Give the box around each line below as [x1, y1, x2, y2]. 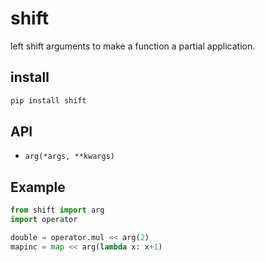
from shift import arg [10, 205, 105, 216]
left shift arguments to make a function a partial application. [10, 40, 256, 52]
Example [10, 178, 66, 196]
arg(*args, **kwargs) [24, 152, 115, 162]
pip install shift [10, 95, 87, 106]
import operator [10, 215, 78, 225]
